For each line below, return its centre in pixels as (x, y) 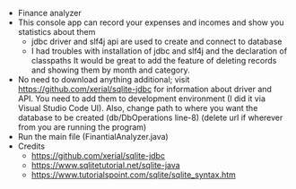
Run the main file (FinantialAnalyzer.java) (93, 137)
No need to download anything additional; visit (104, 79)
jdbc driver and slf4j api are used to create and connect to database (157, 41)
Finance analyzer (50, 13)
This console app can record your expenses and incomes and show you (151, 22)
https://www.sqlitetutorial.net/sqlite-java (106, 165)
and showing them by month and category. (110, 70)
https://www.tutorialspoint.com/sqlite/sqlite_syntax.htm (133, 175)
